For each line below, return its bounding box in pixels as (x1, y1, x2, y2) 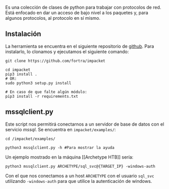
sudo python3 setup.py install (5, 81, 72, 86)
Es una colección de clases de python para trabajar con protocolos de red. (5, 5, 161, 10)
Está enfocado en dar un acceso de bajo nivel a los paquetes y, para (5, 10, 149, 16)
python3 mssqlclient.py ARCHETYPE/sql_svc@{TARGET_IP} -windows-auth (5, 164, 156, 169)
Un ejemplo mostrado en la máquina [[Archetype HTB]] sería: (5, 154, 133, 160)
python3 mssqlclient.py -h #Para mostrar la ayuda (5, 145, 115, 150)
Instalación (5, 30, 42, 39)
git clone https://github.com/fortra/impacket (5, 58, 106, 63)
